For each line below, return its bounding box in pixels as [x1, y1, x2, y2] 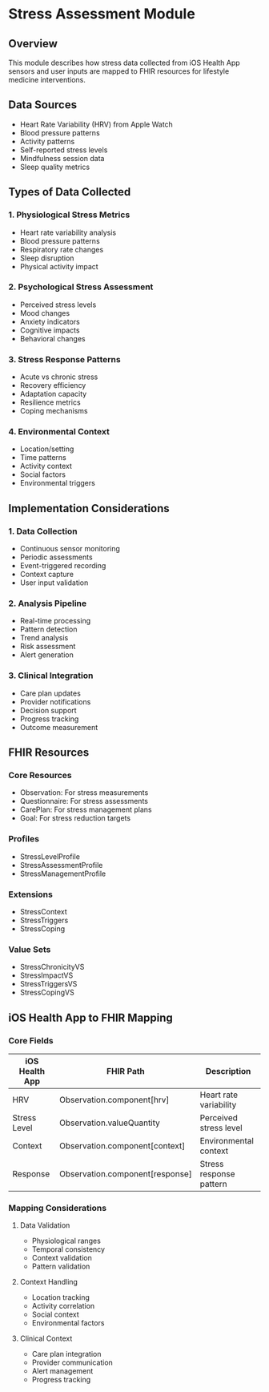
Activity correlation [31, 1301, 95, 1311]
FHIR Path [106, 1065, 146, 1076]
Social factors [19, 470, 66, 479]
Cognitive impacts [19, 325, 80, 335]
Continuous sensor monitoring [19, 544, 120, 554]
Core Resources [8, 769, 72, 781]
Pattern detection [19, 624, 78, 634]
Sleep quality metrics [19, 162, 90, 171]
